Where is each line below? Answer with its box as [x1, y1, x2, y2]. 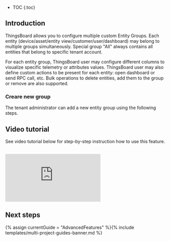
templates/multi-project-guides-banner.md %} [5, 229, 103, 236]
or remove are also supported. [5, 80, 69, 86]
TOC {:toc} [12, 5, 36, 10]
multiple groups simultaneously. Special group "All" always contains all [5, 43, 153, 49]
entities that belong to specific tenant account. [5, 48, 103, 55]
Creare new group [5, 93, 51, 100]
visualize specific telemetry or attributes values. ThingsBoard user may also [5, 64, 164, 70]
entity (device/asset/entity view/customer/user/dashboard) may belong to [5, 38, 160, 44]
